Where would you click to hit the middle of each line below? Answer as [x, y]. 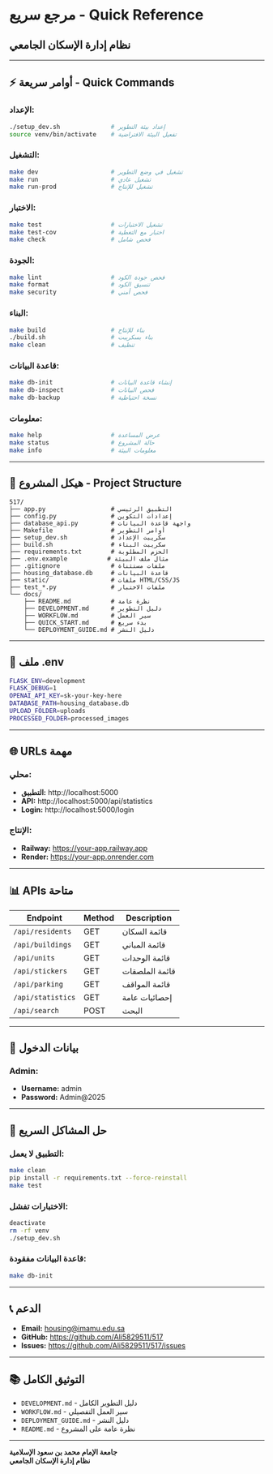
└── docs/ [26, 594]
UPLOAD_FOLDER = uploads [47, 711]
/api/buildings [43, 944]
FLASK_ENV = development [47, 681]
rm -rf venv [29, 1231]
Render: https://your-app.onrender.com [87, 857]
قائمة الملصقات [149, 971]
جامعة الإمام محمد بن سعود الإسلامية [64, 1452]
